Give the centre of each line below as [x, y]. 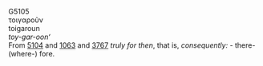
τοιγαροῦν [26, 20]
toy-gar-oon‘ [29, 37]
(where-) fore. [32, 54]
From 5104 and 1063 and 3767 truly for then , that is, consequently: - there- [132, 45]
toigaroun [24, 28]
